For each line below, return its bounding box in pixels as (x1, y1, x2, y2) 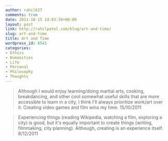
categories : (5, 45, 31, 51)
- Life (5, 60, 20, 65)
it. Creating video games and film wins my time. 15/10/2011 (17, 104, 142, 110)
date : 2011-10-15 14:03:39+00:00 (5, 17, 77, 22)
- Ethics (5, 50, 24, 55)
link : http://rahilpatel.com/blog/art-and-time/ (5, 27, 111, 32)
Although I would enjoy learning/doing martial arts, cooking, (17, 88, 145, 94)
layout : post (5, 21, 33, 27)
